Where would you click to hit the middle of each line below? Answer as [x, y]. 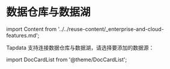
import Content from [32, 29]
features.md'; [23, 35]
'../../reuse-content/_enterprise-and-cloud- [111, 29]
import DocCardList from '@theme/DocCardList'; [67, 59]
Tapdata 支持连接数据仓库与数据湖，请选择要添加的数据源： [80, 48]
